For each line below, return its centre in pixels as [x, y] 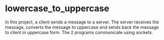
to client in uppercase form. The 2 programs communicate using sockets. [79, 32]
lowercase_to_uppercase [57, 9]
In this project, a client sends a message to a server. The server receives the [82, 22]
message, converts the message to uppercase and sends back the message [82, 27]
